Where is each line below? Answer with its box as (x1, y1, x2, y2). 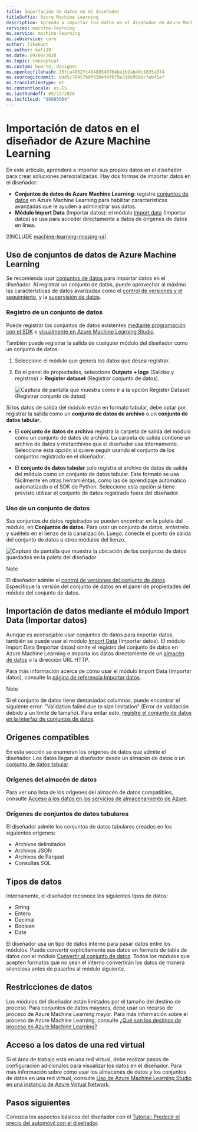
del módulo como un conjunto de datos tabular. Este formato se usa (14, 470, 180, 477)
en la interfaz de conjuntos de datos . (6, 715, 95, 722)
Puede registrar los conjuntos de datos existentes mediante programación (6, 322, 186, 329)
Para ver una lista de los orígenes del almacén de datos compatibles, (6, 788, 174, 796)
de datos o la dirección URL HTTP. (6, 656, 90, 663)
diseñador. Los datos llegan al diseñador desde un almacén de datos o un (6, 754, 186, 761)
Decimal (14, 916, 35, 923)
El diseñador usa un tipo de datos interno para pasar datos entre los (6, 940, 171, 947)
